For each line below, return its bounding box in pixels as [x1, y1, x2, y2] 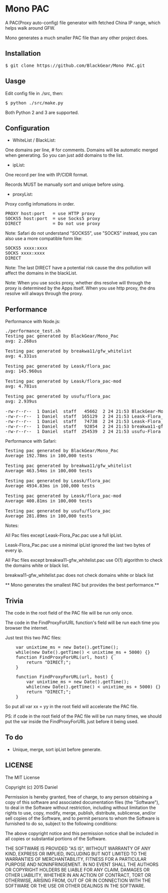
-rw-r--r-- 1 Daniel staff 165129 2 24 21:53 [5, 414, 129, 420]
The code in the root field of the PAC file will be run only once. [5, 610, 133, 616]
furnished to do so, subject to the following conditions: [5, 820, 117, 827]
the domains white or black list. [5, 562, 69, 568]
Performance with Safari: [5, 438, 56, 444]
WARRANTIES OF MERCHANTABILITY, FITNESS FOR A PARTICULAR [5, 856, 146, 862]
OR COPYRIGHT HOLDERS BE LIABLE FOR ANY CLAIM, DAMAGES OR [5, 866, 150, 872]
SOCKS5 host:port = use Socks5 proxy [5, 216, 100, 222]
